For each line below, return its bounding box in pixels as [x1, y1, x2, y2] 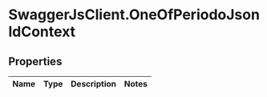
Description [71, 79, 116, 89]
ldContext [8, 22, 76, 41]
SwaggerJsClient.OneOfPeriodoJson [8, 6, 261, 24]
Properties [8, 55, 63, 68]
